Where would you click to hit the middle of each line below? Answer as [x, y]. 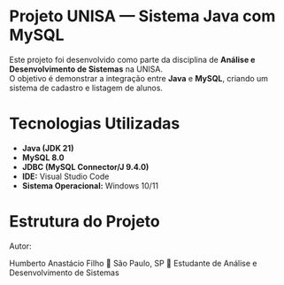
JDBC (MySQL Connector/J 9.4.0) [85, 166]
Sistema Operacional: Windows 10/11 [90, 185]
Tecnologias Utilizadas [95, 123]
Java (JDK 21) [48, 148]
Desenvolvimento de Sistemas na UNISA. [86, 69]
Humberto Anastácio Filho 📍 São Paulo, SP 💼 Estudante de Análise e [133, 263]
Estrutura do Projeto [85, 222]
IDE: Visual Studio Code [65, 176]
